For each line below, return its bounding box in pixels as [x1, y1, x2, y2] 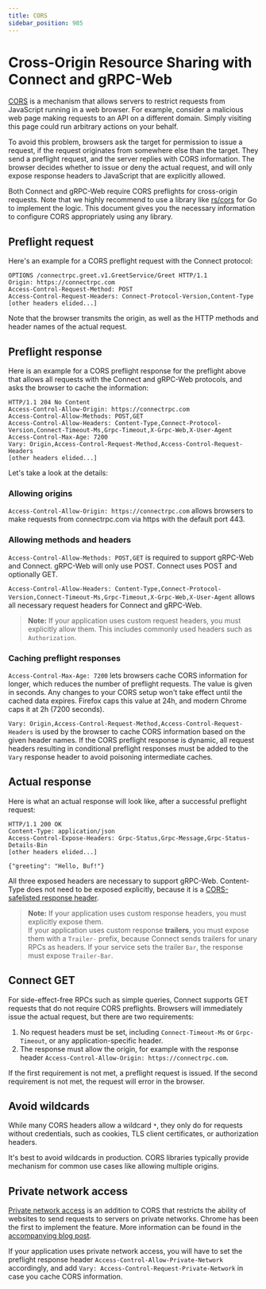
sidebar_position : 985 [8, 19, 83, 27]
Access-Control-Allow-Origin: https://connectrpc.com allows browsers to [8, 506, 253, 516]
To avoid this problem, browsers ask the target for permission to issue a [8, 137, 243, 147]
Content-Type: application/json [8, 827, 115, 835]
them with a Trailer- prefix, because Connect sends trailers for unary [27, 933, 258, 943]
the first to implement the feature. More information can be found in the [8, 1223, 242, 1232]
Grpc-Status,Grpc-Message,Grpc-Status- [118, 834, 250, 842]
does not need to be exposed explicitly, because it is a [26, 885, 204, 894]
